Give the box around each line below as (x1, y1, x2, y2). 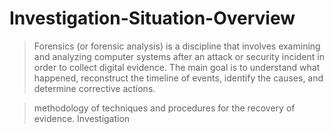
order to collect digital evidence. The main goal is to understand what (33, 61, 321, 73)
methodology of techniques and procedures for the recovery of (33, 102, 296, 114)
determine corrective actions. (33, 82, 156, 94)
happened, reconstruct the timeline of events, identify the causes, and (33, 72, 324, 84)
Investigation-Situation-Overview (9, 7, 296, 30)
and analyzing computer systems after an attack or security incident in (33, 50, 325, 62)
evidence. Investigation (33, 112, 131, 124)
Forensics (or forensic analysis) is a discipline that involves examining (33, 40, 321, 52)
